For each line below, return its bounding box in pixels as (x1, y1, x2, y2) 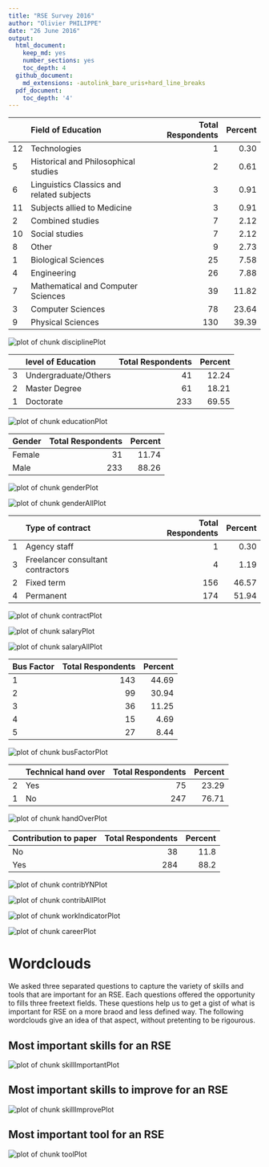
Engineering (30, 267, 76, 279)
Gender (12, 435, 42, 447)
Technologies (30, 143, 82, 154)
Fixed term (25, 577, 66, 589)
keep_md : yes (22, 49, 66, 57)
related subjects (30, 190, 91, 201)
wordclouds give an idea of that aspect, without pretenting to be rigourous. (8, 1015, 256, 1025)
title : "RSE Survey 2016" (8, 11, 94, 20)
